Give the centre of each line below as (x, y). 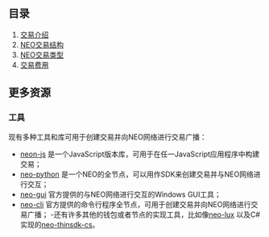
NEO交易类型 (42, 55)
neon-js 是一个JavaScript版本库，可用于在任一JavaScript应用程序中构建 (140, 154)
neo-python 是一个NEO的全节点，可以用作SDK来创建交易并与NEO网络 (137, 174)
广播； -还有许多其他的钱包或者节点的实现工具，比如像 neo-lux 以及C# (143, 214)
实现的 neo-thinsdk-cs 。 (60, 224)
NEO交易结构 (42, 44)
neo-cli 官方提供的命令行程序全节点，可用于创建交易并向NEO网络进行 (135, 204)
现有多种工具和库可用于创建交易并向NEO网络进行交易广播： (108, 137)
